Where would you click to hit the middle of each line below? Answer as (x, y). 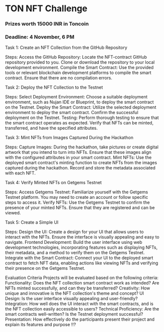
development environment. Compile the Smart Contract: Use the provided (79, 68)
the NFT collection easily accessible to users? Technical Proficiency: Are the (82, 309)
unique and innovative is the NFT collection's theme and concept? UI (75, 293)
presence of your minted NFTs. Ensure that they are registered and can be (80, 208)
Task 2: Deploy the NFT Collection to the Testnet (54, 87)
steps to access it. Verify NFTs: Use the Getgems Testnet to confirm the (78, 202)
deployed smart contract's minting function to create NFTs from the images (81, 163)
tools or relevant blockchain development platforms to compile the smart (78, 73)
